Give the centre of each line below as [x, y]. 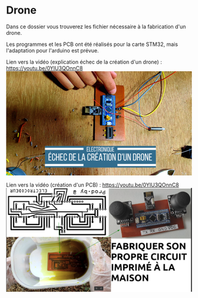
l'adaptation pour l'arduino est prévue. [52, 50]
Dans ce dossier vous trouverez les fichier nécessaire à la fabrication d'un [96, 27]
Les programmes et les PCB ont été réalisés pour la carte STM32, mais [92, 44]
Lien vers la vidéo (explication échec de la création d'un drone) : [84, 62]
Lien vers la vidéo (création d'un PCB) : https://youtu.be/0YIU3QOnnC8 [93, 185]
